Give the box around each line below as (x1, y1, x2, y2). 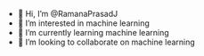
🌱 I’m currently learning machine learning (17, 28, 169, 37)
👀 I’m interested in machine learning (17, 18, 150, 28)
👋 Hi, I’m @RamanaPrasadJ (17, 9, 118, 19)
